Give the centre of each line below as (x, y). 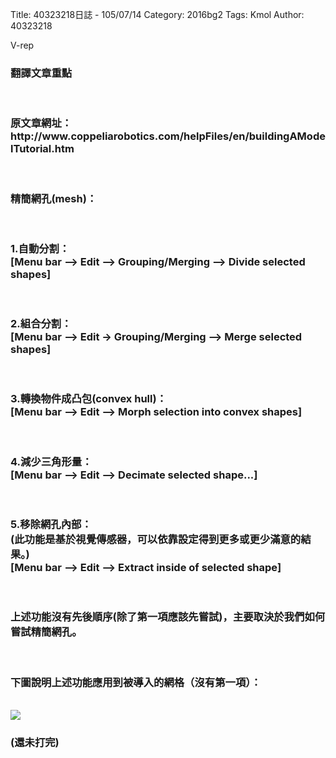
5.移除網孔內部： (51, 524)
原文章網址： (41, 123)
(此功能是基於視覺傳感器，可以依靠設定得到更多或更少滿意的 (156, 539)
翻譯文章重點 (41, 73)
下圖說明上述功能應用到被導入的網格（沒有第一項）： (136, 682)
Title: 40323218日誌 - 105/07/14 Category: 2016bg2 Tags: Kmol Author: (157, 14)
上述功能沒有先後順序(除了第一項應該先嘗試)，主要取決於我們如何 (168, 617)
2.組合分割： (41, 324)
